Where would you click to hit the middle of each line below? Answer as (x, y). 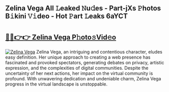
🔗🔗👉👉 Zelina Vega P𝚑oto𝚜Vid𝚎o (61, 37)
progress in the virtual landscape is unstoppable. (57, 84)
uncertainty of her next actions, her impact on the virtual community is (79, 73)
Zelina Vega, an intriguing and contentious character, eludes (100, 52)
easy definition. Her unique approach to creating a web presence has (78, 57)
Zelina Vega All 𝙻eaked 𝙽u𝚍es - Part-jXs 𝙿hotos (83, 8)
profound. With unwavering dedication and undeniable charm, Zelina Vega (83, 79)
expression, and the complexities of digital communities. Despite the (77, 68)
